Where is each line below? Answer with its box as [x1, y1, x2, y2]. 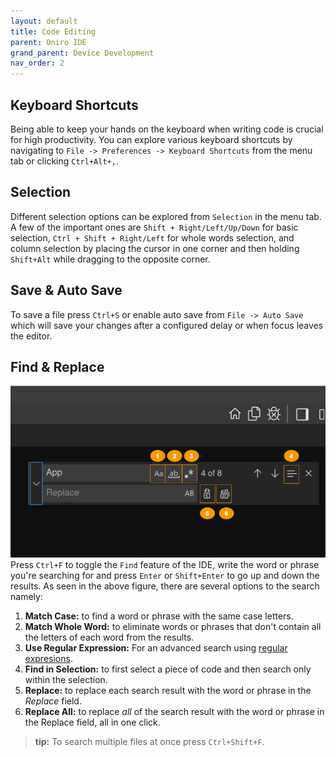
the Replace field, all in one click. [24, 716, 161, 728]
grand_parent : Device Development [10, 48, 155, 58]
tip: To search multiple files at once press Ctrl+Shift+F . [34, 735, 265, 747]
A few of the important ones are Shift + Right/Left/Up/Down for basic [10, 221, 299, 233]
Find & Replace [10, 358, 105, 375]
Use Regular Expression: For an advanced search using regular [24, 641, 288, 654]
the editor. [10, 330, 53, 342]
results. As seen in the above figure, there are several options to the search [10, 580, 320, 592]
